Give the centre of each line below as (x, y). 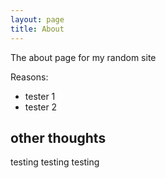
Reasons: (29, 77)
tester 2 (41, 107)
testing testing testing (55, 162)
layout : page (37, 19)
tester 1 (40, 96)
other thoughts (58, 137)
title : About (37, 29)
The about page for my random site (83, 57)
